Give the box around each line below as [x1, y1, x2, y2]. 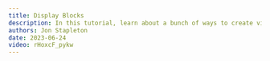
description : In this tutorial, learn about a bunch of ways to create [8, 19, 253, 27]
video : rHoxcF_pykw [8, 41, 74, 49]
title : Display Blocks [8, 11, 84, 20]
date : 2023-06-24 [8, 33, 67, 42]
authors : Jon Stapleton [8, 26, 88, 34]
